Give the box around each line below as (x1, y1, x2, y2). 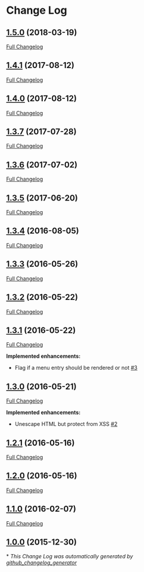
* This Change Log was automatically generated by (6, 553, 133, 560)
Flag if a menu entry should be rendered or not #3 (14, 364, 138, 372)
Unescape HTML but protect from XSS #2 (14, 421, 118, 428)
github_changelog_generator (6, 559, 77, 567)
